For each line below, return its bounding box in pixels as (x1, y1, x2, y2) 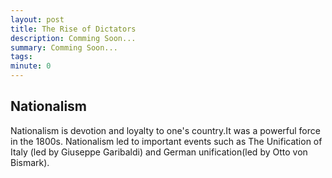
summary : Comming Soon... (10, 42, 118, 53)
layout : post (10, 14, 65, 25)
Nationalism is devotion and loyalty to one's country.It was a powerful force (10, 124, 321, 136)
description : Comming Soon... (10, 33, 137, 43)
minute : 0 (10, 61, 52, 71)
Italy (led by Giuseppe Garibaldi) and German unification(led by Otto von (10, 146, 308, 158)
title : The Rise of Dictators (10, 24, 137, 34)
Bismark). (10, 156, 50, 168)
